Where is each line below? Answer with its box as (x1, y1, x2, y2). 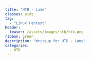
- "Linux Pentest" (9, 20, 47, 26)
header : (5, 25, 21, 30)
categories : (5, 43, 29, 48)
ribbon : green (5, 34, 34, 39)
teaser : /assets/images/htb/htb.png (9, 30, 84, 34)
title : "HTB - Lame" (5, 7, 47, 12)
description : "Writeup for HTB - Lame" (5, 39, 86, 44)
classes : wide (5, 12, 34, 16)
